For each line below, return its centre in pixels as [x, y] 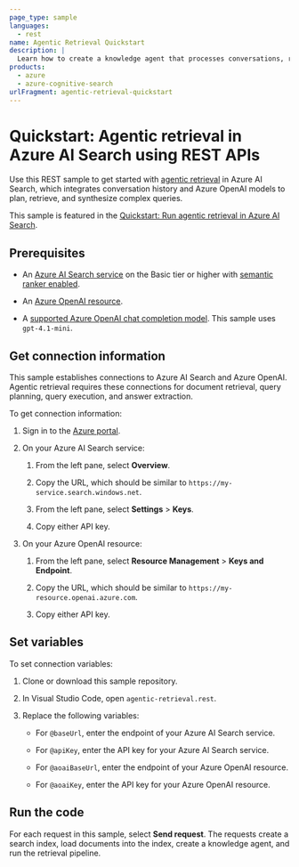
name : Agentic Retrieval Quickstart [77, 42]
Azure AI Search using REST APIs [135, 154]
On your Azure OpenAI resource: [82, 544]
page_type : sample [43, 17]
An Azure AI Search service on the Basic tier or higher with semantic [148, 275]
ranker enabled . [51, 284]
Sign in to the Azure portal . [71, 431]
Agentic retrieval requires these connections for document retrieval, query [145, 387]
